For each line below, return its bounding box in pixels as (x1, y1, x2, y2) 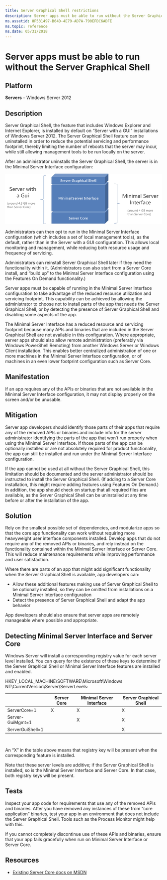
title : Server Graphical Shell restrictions (5, 8, 99, 13)
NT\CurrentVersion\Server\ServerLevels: (5, 684, 88, 690)
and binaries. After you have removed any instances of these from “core (5, 805, 153, 811)
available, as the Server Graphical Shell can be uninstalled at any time (5, 492, 148, 498)
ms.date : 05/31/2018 (5, 29, 48, 34)
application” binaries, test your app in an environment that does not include (5, 811, 159, 817)
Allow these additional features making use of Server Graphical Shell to (12, 581, 158, 587)
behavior (12, 603, 31, 609)
